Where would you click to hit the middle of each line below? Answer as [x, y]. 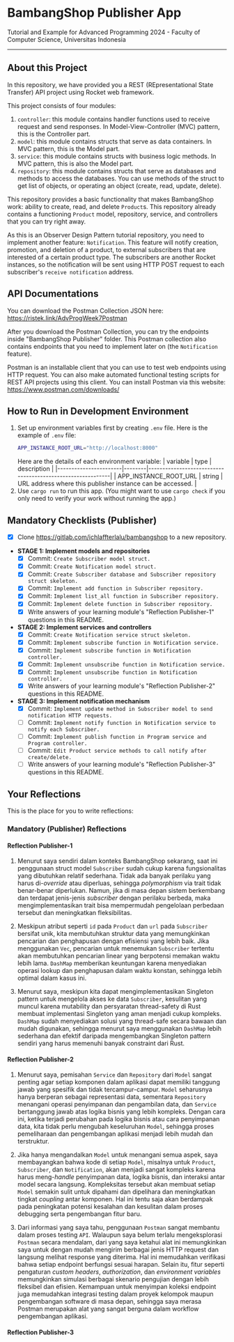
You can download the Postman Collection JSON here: [85, 311]
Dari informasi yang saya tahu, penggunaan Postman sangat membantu [118, 1228]
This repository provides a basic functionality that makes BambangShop [111, 199]
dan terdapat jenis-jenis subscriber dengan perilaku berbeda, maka [114, 898]
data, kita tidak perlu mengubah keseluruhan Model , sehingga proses [116, 1127]
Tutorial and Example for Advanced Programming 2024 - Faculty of [104, 32]
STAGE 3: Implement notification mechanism [84, 701]
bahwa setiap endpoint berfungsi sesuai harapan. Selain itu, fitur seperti [121, 1265]
